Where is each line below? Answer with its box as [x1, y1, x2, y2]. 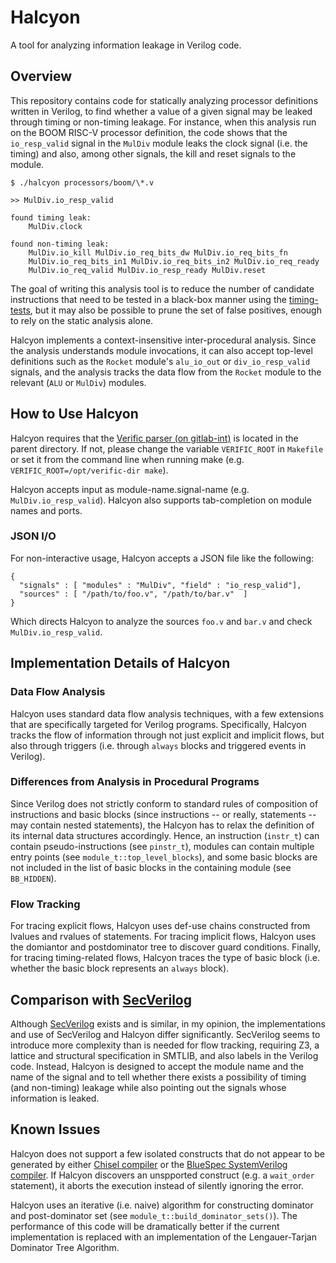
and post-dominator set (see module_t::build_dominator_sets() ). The [10, 1209, 298, 1221]
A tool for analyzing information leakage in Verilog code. [10, 39, 242, 51]
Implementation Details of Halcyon [10, 655, 231, 672]
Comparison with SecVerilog [10, 991, 192, 1008]
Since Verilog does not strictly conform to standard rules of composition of [10, 797, 319, 810]
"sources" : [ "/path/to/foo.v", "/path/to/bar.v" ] [19, 589, 248, 599]
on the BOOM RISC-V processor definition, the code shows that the [10, 126, 288, 138]
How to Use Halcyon [10, 406, 139, 423]
